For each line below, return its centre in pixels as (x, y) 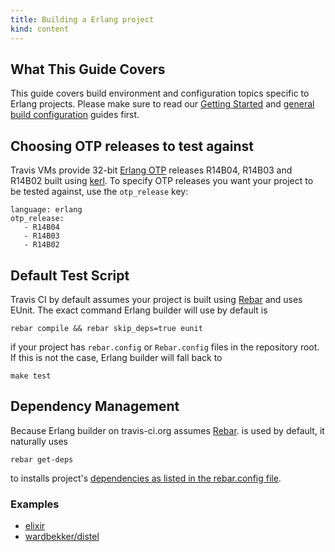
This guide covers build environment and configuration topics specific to (160, 93)
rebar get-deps (42, 459)
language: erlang (46, 210)
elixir (35, 526)
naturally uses (39, 441)
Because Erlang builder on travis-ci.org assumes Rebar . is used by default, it (167, 430)
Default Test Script (70, 275)
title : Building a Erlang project (82, 19)
